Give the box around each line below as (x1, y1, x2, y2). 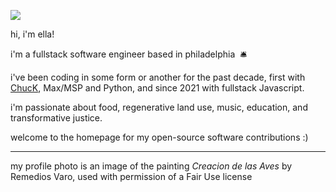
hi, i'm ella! (10, 28, 55, 40)
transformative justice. (10, 112, 103, 124)
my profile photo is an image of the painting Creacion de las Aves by (10, 160, 293, 172)
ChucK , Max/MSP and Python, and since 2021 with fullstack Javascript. (10, 82, 305, 94)
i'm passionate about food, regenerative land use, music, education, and (10, 101, 308, 113)
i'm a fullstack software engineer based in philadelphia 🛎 (10, 48, 248, 60)
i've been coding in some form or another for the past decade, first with (10, 71, 306, 83)
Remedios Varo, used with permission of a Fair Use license (10, 171, 253, 182)
